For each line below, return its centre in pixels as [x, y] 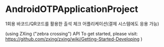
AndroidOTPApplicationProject [72, 9]
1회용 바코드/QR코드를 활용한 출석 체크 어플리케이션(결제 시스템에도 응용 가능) [82, 23]
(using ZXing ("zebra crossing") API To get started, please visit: [72, 33]
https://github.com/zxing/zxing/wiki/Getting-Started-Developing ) [74, 39]
